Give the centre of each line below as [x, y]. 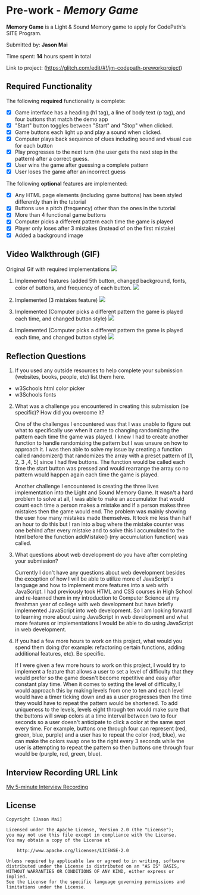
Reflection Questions [46, 356]
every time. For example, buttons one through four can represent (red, [101, 729]
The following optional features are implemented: [67, 184]
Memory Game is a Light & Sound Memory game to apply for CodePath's [96, 27]
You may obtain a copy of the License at [58, 840]
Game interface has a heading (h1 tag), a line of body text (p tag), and [100, 112]
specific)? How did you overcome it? [60, 413]
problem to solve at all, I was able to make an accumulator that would [99, 499]
